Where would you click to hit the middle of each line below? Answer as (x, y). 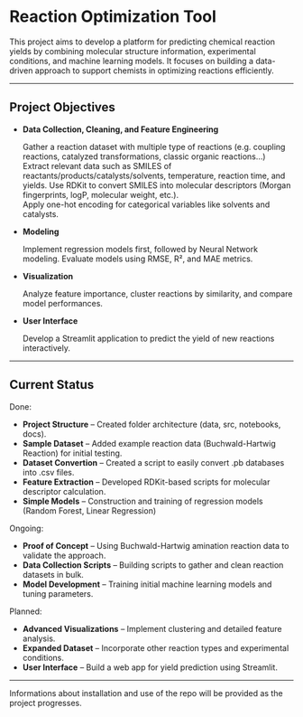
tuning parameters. (58, 593)
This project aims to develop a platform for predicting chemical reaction (142, 42)
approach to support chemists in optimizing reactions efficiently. (155, 71)
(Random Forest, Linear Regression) (89, 510)
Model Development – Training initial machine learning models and (147, 584)
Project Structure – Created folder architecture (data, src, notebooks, (151, 424)
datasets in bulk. (53, 574)
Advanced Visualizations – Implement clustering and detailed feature (152, 628)
